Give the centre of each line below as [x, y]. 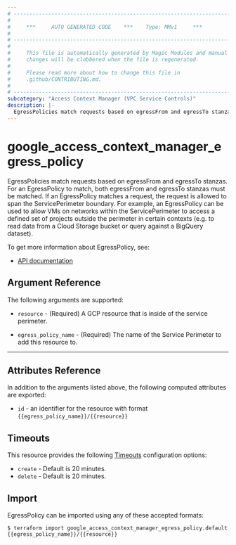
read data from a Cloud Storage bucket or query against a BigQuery [105, 226]
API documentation [45, 260]
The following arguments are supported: [66, 300]
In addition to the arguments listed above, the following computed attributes [117, 387]
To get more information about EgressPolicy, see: [78, 247]
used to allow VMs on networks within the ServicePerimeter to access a [111, 211]
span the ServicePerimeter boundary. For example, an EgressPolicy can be [116, 203]
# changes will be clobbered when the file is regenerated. [103, 60]
